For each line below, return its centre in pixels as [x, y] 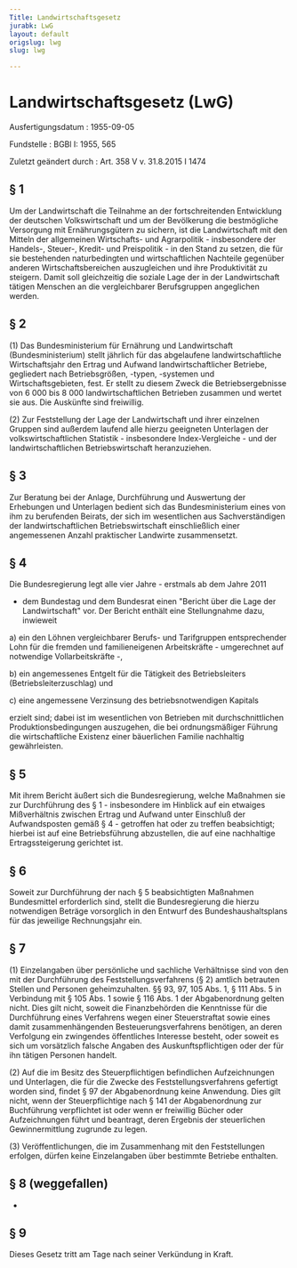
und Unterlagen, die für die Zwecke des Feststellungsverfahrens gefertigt [144, 1081]
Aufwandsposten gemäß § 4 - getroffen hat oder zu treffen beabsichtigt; [142, 824]
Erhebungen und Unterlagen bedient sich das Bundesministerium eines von [148, 506]
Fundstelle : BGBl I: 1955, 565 [63, 144]
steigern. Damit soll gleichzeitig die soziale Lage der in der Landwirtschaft [144, 277]
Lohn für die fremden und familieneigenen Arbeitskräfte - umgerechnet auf [147, 647]
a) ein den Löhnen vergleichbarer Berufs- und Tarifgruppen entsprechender [148, 638]
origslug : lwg [36, 42]
